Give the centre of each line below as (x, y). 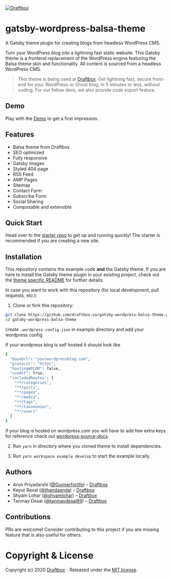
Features (20, 135)
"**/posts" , (27, 388)
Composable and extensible (42, 207)
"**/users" (26, 411)
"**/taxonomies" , (33, 407)
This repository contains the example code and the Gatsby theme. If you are (86, 269)
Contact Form (27, 190)
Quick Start (24, 223)
